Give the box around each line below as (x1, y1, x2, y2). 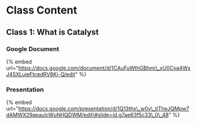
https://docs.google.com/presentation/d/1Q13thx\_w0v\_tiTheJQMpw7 (18, 105, 190, 112)
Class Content (6, 4, 78, 17)
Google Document (6, 45, 60, 53)
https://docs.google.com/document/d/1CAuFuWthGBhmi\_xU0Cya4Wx (18, 64, 191, 71)
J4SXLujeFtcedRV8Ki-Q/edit (6, 70, 75, 77)
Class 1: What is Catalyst (6, 27, 99, 37)
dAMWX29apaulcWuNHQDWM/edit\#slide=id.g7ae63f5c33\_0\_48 (6, 112, 169, 119)
